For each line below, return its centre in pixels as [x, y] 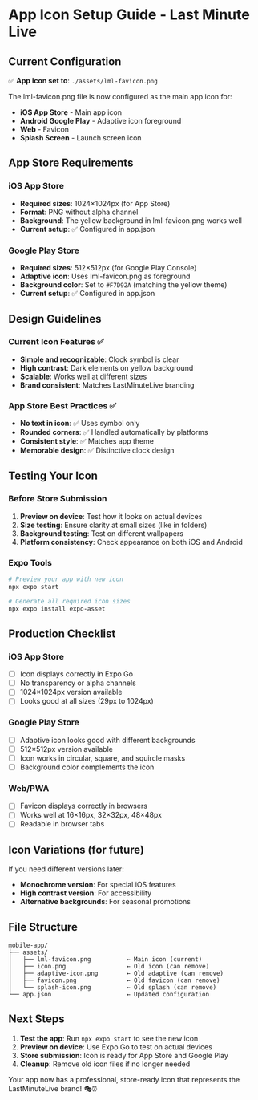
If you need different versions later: [66, 869]
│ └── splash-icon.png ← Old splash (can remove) [113, 988]
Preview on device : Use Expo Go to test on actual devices [116, 1047]
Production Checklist [62, 633]
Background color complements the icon [87, 767]
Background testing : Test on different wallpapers [102, 533]
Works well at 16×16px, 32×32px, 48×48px [91, 815]
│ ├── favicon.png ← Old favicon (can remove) [114, 980]
